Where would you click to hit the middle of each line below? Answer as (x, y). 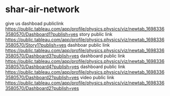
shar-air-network (42, 9)
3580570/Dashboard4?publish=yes (42, 67)
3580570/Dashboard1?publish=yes (42, 34)
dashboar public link (89, 45)
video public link (97, 77)
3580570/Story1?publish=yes (36, 45)
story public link (96, 34)
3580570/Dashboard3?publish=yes (42, 56)
